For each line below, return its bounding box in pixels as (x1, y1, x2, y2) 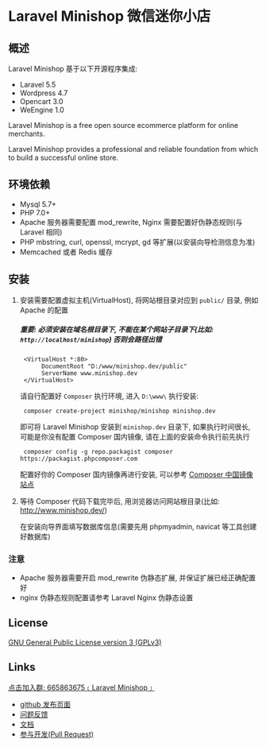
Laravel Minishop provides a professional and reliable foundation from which (8, 145, 259, 153)
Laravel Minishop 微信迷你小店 (8, 7, 211, 25)
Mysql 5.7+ (19, 199, 57, 209)
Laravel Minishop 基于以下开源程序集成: (8, 64, 138, 73)
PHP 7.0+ (19, 207, 50, 217)
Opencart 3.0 (19, 97, 64, 106)
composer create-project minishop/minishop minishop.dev (23, 407, 216, 415)
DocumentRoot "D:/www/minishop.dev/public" (40, 362, 188, 370)
